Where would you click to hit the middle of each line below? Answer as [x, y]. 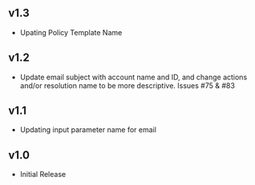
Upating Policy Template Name [71, 32]
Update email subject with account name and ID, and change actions [134, 77]
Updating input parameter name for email [88, 130]
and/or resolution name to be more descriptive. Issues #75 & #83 [127, 85]
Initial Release [43, 175]
